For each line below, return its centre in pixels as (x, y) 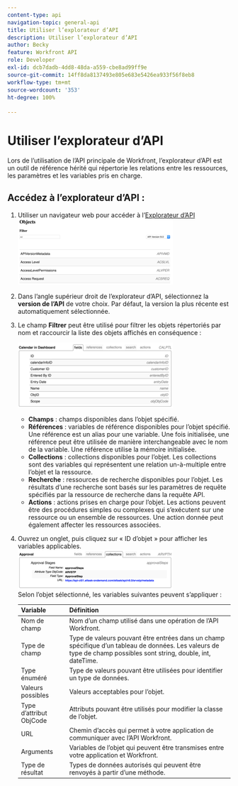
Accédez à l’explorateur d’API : (76, 198)
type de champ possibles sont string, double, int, (140, 653)
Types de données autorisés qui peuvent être (135, 765)
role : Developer (31, 60)
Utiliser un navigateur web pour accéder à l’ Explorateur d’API (106, 215)
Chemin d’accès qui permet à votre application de (141, 730)
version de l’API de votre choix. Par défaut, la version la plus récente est (123, 304)
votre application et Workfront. (113, 755)
